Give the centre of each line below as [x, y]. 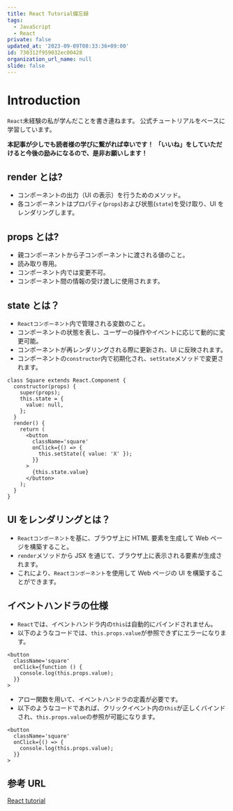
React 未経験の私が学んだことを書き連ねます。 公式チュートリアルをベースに [116, 120]
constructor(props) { [45, 387]
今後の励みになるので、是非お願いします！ [87, 153]
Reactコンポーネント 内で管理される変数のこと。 [83, 323]
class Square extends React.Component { [67, 380]
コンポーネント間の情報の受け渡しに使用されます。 [90, 281]
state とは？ [33, 305]
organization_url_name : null [50, 59]
